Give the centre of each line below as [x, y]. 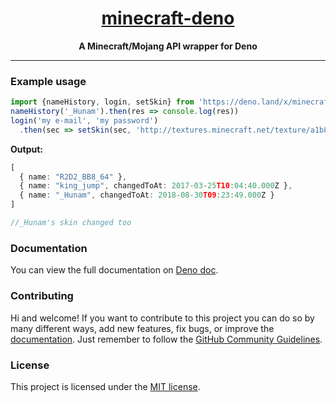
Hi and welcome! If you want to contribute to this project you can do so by [162, 318]
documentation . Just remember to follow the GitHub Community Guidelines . [166, 339]
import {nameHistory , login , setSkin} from [102, 102]
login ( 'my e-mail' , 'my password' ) [84, 120]
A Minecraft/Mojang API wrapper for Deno [168, 46]
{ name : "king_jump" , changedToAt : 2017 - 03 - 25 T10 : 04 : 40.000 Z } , [156, 186]
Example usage [48, 81]
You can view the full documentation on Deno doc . [114, 270]
